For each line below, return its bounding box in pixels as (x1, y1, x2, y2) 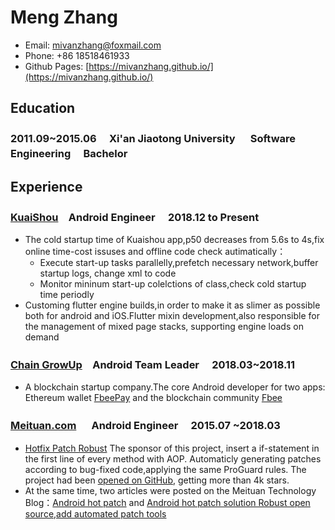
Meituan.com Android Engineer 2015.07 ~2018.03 (10, 419, 281, 433)
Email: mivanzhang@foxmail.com (24, 39, 162, 51)
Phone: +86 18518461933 (24, 49, 130, 61)
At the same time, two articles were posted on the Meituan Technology (24, 484, 317, 496)
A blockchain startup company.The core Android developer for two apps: (24, 381, 326, 393)
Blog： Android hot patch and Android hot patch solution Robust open (24, 496, 311, 508)
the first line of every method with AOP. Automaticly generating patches (24, 452, 322, 465)
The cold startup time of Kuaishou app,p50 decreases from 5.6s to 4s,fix (24, 233, 325, 245)
